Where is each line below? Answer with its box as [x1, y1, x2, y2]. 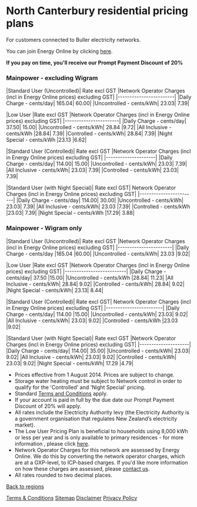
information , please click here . [14, 440, 90, 447]
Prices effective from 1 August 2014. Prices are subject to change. [14, 371, 175, 378]
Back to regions [6, 483, 44, 490]
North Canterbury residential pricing [6, 4, 188, 18]
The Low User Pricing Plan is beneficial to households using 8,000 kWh [14, 427, 188, 434]
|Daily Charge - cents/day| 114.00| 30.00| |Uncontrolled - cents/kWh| [16, 197, 184, 204]
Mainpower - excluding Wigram [6, 74, 98, 82]
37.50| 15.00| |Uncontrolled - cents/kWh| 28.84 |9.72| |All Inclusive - [6, 124, 172, 131]
